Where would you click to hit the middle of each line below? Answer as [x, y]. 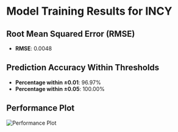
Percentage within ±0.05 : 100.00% [60, 89]
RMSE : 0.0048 [34, 48]
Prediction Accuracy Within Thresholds [83, 68]
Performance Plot [41, 108]
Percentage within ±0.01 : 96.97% [58, 82]
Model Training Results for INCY [89, 11]
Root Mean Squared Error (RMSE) [71, 34]
